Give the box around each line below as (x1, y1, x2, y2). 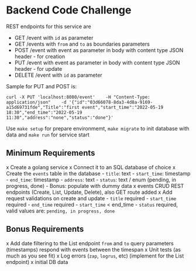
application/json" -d (6, 99, 67, 105)
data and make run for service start (6, 131, 90, 138)
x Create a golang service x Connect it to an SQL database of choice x (6, 163, 176, 170)
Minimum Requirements (6, 148, 95, 158)
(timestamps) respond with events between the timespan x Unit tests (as (6, 246, 181, 253)
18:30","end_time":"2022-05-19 (6, 109, 82, 115)
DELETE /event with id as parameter (14, 71, 102, 78)
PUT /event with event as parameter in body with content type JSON (14, 59, 180, 66)
